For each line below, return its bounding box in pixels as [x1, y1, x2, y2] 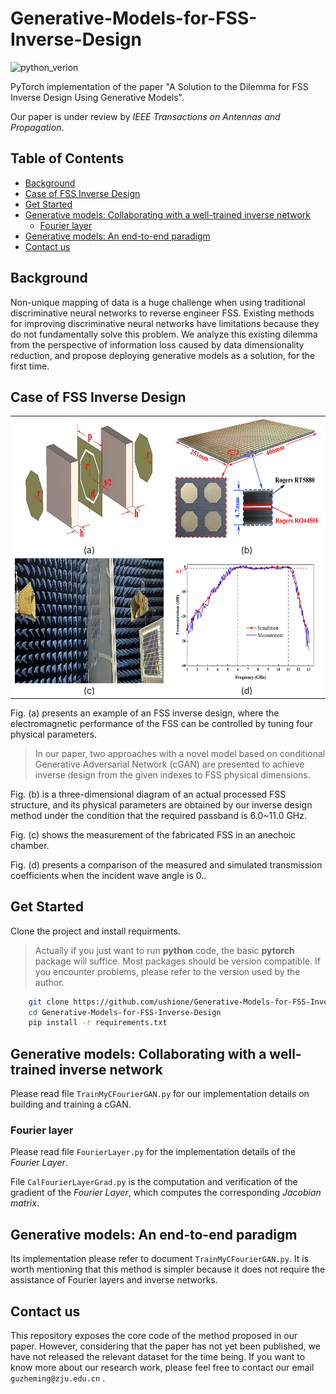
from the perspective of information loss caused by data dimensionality [10, 338, 305, 351]
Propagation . [10, 121, 65, 133]
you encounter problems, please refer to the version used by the [34, 965, 301, 977]
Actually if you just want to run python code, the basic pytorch [34, 944, 295, 956]
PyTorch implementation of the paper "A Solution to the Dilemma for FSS [10, 80, 309, 92]
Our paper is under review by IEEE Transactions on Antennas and [10, 110, 281, 122]
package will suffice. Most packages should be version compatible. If [34, 955, 321, 967]
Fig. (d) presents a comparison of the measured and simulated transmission [10, 858, 323, 871]
